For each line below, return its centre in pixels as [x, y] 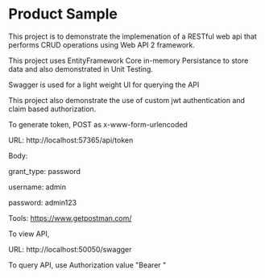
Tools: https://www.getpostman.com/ [70, 218]
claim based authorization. [52, 109]
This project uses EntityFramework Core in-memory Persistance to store [128, 60]
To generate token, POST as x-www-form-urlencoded [98, 124]
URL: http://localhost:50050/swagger [70, 249]
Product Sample [63, 14]
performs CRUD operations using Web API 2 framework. [102, 44]
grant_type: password [44, 171]
